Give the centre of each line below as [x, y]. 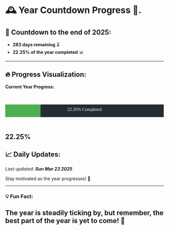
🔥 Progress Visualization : [46, 75]
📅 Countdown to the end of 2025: [58, 32]
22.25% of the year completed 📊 [48, 52]
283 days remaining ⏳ [36, 45]
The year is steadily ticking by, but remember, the [84, 213]
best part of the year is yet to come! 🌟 [65, 221]
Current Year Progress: [30, 87]
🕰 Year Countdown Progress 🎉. [73, 10]
